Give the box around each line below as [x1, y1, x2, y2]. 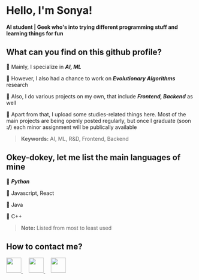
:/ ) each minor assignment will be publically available [6, 124, 137, 131]
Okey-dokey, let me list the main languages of [6, 152, 181, 162]
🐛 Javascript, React [6, 189, 55, 197]
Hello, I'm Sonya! [6, 4, 93, 17]
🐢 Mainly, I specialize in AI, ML [6, 63, 82, 70]
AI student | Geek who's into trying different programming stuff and [6, 23, 178, 31]
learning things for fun [6, 29, 64, 37]
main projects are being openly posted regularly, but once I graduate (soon [6, 117, 191, 124]
